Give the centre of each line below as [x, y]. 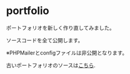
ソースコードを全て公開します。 [45, 40]
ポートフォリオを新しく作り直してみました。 [61, 28]
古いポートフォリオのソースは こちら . [51, 65]
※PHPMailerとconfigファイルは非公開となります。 [67, 53]
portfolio [28, 11]
